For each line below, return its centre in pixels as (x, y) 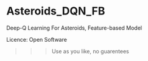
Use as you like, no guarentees (90, 51)
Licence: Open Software (37, 39)
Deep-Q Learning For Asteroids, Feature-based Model (74, 28)
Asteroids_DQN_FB (56, 11)
